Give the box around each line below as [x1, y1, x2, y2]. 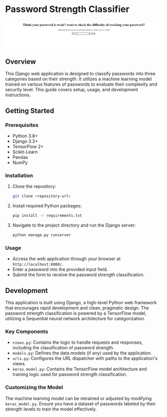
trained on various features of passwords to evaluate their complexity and [5, 81, 157, 87]
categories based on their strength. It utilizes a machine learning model [5, 76, 152, 82]
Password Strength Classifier [5, 4, 130, 15]
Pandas [12, 154, 28, 160]
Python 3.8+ [12, 133, 38, 139]
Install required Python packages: [12, 203, 82, 209]
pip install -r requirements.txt [12, 213, 82, 219]
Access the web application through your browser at [12, 256, 121, 262]
